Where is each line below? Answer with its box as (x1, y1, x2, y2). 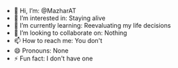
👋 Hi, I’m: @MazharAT (13, 7, 76, 15)
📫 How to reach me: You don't (13, 37, 103, 44)
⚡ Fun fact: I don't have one (13, 54, 93, 62)
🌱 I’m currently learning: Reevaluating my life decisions (13, 22, 172, 29)
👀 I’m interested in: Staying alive (13, 14, 106, 22)
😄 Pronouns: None (13, 46, 69, 55)
